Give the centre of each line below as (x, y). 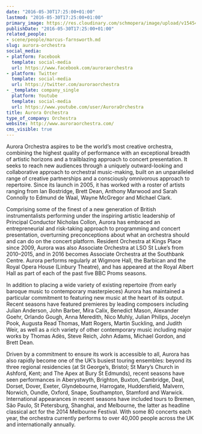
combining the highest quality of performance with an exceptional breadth (98, 153)
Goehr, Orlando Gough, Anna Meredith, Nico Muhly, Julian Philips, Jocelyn (98, 317)
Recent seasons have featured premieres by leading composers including (97, 304)
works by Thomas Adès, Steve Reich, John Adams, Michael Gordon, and (96, 336)
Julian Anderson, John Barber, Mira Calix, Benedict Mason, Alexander (93, 310)
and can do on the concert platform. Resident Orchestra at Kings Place (94, 241)
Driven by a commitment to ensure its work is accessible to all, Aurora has (98, 354)
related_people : (26, 34)
